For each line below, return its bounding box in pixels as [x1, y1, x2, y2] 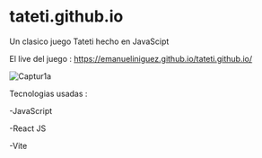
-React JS [9, 123, 47, 134]
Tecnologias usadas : [9, 88, 88, 99]
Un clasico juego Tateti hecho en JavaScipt [9, 36, 170, 47]
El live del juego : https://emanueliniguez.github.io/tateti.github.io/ [9, 53, 253, 64]
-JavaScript [9, 105, 53, 116]
